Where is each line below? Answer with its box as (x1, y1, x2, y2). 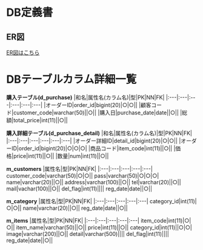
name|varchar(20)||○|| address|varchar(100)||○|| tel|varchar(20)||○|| (6, 178, 181, 186)
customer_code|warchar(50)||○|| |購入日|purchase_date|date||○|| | (13, 109, 182, 116)
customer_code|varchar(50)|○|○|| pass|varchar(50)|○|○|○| (6, 172, 159, 179)
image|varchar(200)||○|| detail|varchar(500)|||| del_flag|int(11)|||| (6, 230, 170, 237)
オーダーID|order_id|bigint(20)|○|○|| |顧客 (45, 101, 151, 108)
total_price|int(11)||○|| (13, 116, 68, 123)
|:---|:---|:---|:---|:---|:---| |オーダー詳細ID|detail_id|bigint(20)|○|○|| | (6, 137, 181, 144)
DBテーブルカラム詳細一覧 (6, 72, 137, 86)
